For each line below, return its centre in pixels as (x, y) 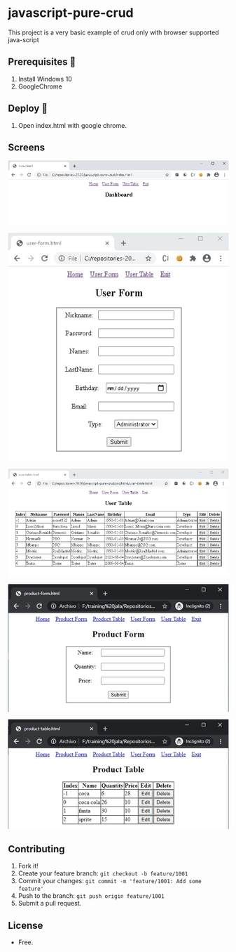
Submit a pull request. (50, 904)
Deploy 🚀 (28, 109)
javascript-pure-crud (71, 13)
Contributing (36, 849)
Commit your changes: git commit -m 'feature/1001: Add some (110, 881)
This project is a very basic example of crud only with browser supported (113, 32)
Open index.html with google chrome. (72, 125)
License (26, 925)
